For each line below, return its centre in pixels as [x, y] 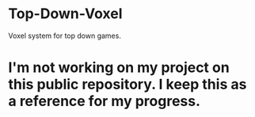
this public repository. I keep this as [127, 85]
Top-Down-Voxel [65, 14]
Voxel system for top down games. [65, 36]
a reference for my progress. [104, 102]
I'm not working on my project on [119, 68]
